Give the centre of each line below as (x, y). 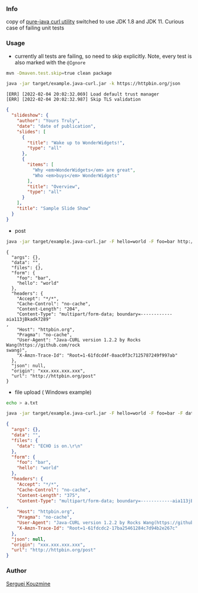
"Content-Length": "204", (49, 309)
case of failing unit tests (35, 28)
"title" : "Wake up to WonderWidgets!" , (76, 143)
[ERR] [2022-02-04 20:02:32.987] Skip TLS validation (74, 100)
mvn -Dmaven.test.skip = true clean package (59, 73)
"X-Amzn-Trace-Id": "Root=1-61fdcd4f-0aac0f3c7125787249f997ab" (97, 355)
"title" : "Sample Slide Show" (54, 209)
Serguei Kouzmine (28, 584)
